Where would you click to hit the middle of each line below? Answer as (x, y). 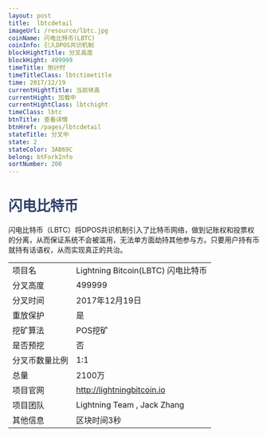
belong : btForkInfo (41, 157)
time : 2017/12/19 (37, 82)
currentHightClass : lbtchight (59, 105)
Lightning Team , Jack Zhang (130, 405)
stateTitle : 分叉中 (39, 134)
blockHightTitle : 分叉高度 (51, 53)
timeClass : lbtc (35, 113)
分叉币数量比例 (41, 360)
